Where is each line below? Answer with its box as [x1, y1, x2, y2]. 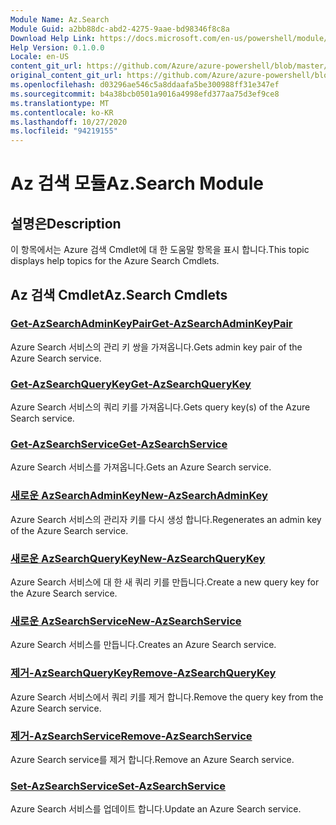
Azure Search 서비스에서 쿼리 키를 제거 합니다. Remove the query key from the [10, 691, 324, 703]
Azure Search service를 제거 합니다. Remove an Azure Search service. [10, 753, 295, 765]
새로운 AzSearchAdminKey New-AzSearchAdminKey [10, 489, 268, 503]
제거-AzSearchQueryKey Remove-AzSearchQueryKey [10, 666, 277, 680]
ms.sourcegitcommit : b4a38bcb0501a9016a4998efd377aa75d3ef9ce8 [10, 89, 280, 99]
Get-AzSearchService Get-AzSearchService [10, 437, 228, 451]
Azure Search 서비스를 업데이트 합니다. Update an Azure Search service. [10, 803, 302, 815]
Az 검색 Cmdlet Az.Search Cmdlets [10, 286, 228, 303]
